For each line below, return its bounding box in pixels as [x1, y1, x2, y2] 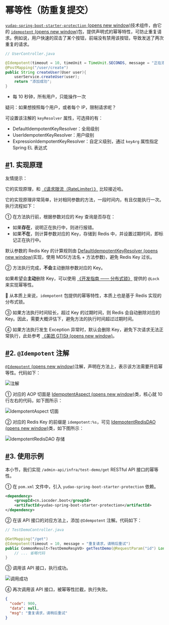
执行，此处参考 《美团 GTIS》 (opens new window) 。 [9, 332, 117, 338]
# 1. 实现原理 [5, 161, 43, 169]
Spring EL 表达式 [12, 145, 48, 151]
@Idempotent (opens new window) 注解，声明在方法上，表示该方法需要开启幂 [5, 363, 163, 369]
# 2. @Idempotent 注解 [5, 349, 69, 358]
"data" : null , [10, 606, 39, 611]
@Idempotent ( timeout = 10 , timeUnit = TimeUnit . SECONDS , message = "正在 [5, 60, 162, 66]
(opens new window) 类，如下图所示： [5, 425, 84, 431]
